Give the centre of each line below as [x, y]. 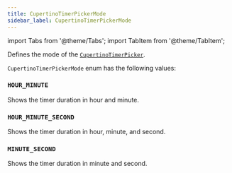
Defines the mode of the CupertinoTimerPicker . [76, 54]
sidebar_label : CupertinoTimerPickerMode [70, 20]
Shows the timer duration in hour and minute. [73, 100]
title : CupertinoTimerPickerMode [57, 14]
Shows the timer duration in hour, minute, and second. [87, 132]
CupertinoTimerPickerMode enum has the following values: [92, 68]
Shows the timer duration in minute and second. [77, 164]
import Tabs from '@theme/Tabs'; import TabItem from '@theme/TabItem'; [116, 40]
